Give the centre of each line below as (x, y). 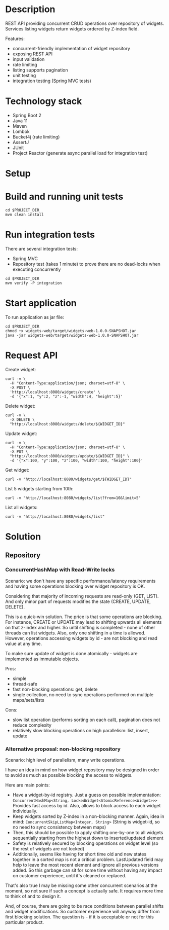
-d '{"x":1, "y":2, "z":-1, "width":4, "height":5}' (66, 397)
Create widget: (21, 369)
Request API (32, 355)
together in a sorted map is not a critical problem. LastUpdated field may (88, 859)
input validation (29, 59)
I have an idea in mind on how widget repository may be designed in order (82, 770)
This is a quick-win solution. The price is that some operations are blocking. (84, 617)
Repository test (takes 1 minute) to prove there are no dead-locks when (86, 264)
